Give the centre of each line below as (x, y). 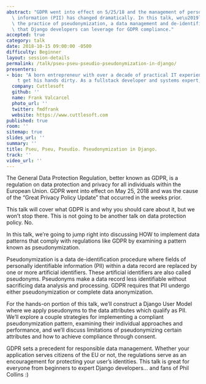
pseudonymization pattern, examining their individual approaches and (94, 324)
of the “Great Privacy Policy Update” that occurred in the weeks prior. (94, 198)
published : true (27, 120)
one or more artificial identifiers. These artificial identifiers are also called (99, 272)
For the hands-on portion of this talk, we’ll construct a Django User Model (99, 304)
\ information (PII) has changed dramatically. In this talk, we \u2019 (105, 18)
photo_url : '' (30, 103)
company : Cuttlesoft (38, 87)
